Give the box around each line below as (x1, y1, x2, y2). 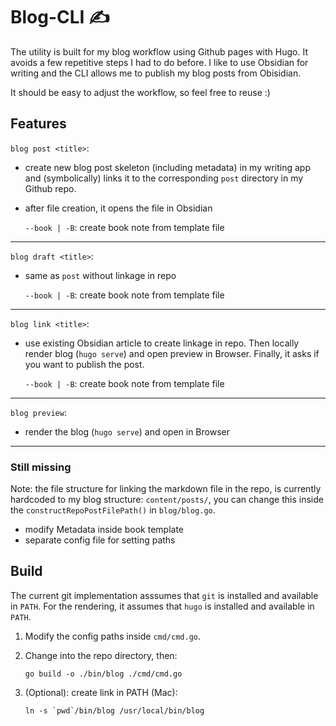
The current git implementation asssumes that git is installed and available (10, 589, 319, 601)
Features (10, 115, 67, 133)
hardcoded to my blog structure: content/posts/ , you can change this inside (10, 494, 324, 506)
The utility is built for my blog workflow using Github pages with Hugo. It (10, 45, 308, 58)
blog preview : (10, 406, 67, 418)
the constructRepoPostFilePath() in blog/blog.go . (10, 504, 216, 516)
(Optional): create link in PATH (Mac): (24, 686, 178, 698)
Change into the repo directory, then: (24, 649, 178, 661)
